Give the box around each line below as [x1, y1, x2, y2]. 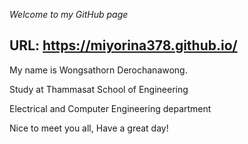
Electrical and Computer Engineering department [9, 102, 212, 114]
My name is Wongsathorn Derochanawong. [9, 64, 188, 76]
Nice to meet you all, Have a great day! [9, 122, 169, 134]
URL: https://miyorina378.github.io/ [9, 37, 238, 54]
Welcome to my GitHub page [9, 9, 129, 20]
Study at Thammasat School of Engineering [9, 83, 189, 95]
